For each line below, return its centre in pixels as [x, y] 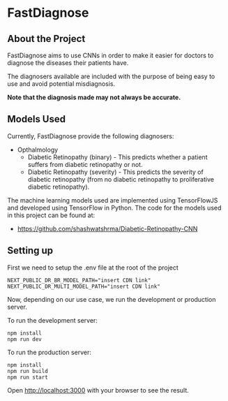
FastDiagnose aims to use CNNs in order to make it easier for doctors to [111, 55]
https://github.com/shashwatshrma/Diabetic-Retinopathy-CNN [107, 228]
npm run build [28, 371]
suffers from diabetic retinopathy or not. [85, 164]
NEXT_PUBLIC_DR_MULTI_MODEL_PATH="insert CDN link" [84, 286]
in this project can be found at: [51, 215]
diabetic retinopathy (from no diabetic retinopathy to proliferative [121, 179]
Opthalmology [38, 150]
